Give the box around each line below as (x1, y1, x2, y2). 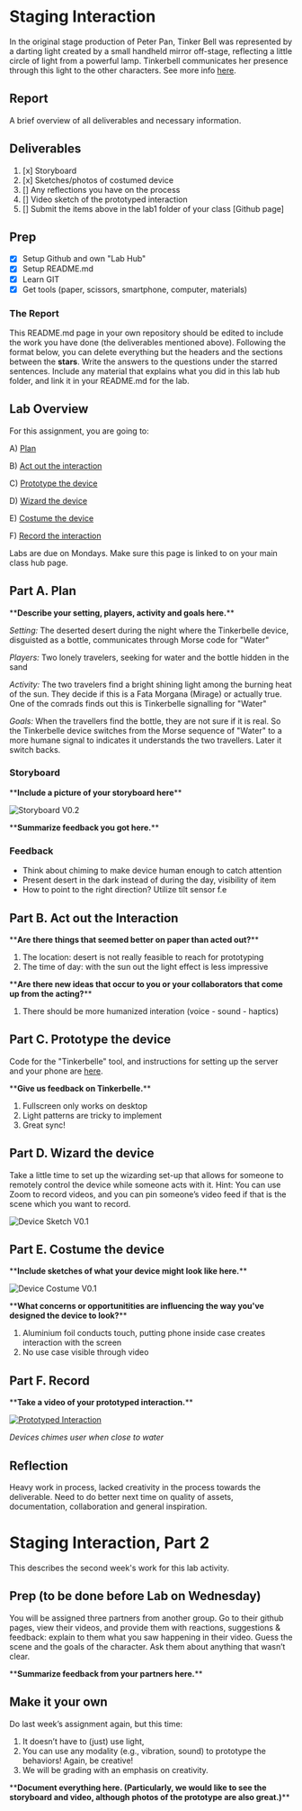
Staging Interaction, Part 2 (9, 1532, 209, 1553)
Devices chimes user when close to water (9, 1431, 164, 1443)
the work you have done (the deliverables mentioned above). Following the (9, 336, 286, 348)
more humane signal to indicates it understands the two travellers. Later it (9, 735, 282, 745)
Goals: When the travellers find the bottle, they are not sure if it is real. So (9, 715, 281, 727)
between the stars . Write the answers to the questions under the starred (9, 356, 278, 367)
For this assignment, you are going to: (9, 425, 150, 436)
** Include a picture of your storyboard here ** (9, 787, 182, 798)
